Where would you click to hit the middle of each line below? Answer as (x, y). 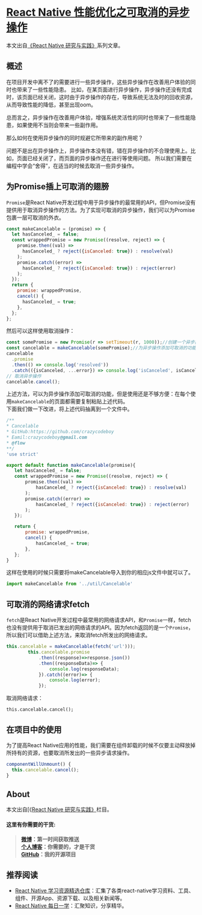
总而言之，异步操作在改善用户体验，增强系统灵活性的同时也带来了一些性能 (98, 117)
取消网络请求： (25, 698)
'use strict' (23, 454)
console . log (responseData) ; (84, 669)
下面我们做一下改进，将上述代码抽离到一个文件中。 (69, 409)
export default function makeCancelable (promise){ (71, 465)
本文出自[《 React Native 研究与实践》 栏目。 (59, 809)
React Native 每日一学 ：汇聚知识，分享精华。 (71, 906)
